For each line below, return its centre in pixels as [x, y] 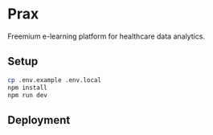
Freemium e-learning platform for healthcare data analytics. [106, 36]
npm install [27, 88]
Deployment [39, 120]
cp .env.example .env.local [55, 80]
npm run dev [27, 95]
